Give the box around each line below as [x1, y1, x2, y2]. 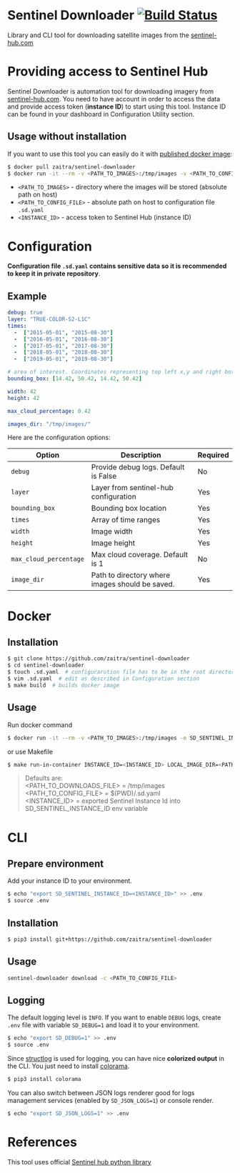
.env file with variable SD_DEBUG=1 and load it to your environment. [7, 1021, 200, 1029]
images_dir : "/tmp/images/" [7, 420, 91, 428]
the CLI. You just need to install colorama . [7, 1062, 130, 1071]
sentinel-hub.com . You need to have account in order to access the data [7, 94, 221, 103]
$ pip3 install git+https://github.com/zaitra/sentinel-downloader [7, 936, 213, 943]
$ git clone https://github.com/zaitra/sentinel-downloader [7, 655, 191, 662]
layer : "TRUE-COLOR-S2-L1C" [7, 316, 91, 323]
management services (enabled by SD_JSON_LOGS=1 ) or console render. [7, 1096, 214, 1104]
